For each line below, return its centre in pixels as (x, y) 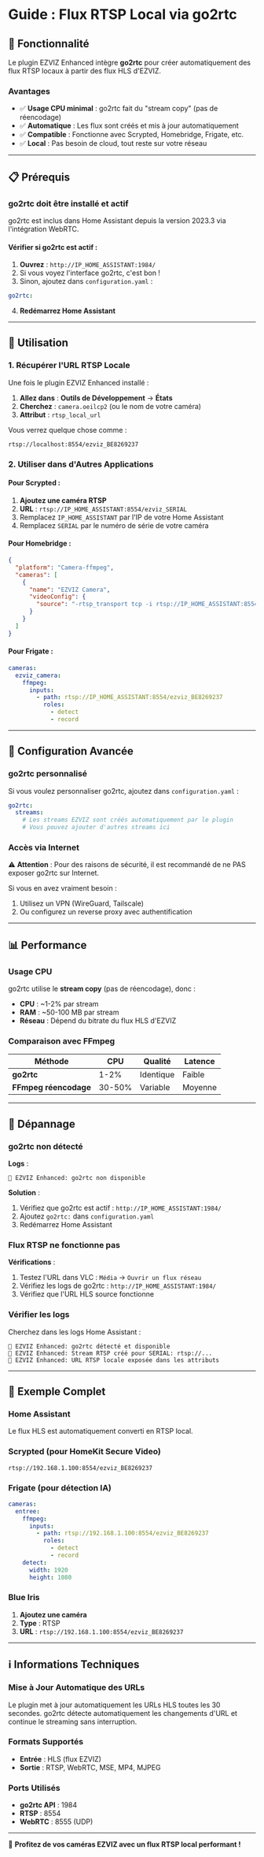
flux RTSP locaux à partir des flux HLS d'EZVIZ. (84, 71)
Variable (155, 1088)
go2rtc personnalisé (48, 774)
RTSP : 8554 (40, 1814)
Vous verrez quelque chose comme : (68, 430)
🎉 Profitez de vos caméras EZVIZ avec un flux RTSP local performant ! (125, 1844)
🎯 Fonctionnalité (49, 44)
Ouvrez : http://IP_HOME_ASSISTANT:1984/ (87, 265)
